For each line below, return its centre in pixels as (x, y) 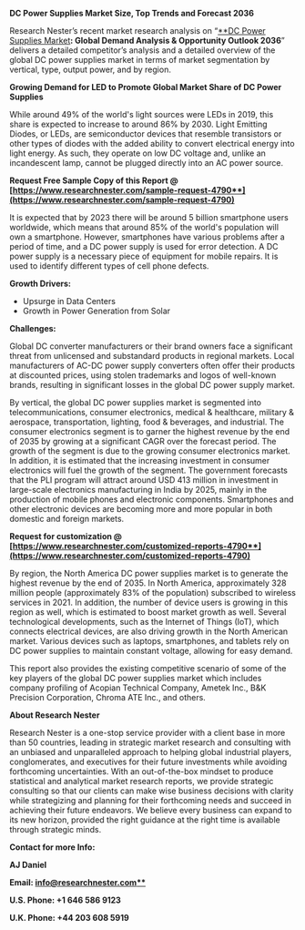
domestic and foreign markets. (67, 519)
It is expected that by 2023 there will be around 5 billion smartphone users (149, 217)
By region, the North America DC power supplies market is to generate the (149, 573)
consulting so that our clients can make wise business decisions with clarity (152, 791)
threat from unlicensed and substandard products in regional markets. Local (152, 356)
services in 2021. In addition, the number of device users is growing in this (149, 602)
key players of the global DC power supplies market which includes (136, 678)
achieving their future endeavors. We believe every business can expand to (151, 810)
